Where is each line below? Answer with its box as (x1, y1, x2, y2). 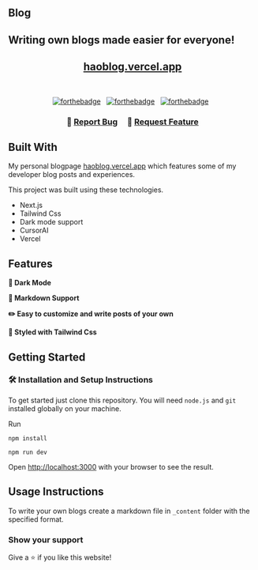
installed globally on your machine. (8, 403, 122, 413)
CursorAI (19, 225, 49, 236)
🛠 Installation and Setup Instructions (8, 375, 154, 386)
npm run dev (8, 448, 47, 456)
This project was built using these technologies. (8, 185, 164, 194)
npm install (8, 434, 47, 442)
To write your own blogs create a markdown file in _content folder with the (8, 506, 250, 515)
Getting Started (8, 350, 86, 364)
